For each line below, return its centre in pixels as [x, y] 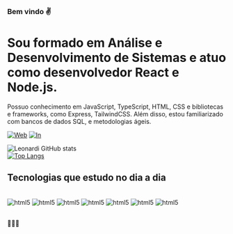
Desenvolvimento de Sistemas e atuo [117, 58]
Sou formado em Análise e [85, 43]
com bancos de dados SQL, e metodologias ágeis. [79, 121]
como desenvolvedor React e [93, 73]
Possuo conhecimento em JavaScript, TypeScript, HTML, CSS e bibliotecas [115, 107]
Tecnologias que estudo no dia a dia [87, 178]
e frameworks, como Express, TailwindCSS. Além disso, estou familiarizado [115, 114]
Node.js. [32, 87]
